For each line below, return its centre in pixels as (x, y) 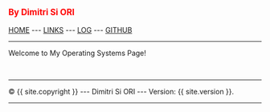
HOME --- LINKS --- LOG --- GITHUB (70, 30)
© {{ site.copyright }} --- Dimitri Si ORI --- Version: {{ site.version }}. (121, 92)
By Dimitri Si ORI (41, 12)
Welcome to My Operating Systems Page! (78, 53)
